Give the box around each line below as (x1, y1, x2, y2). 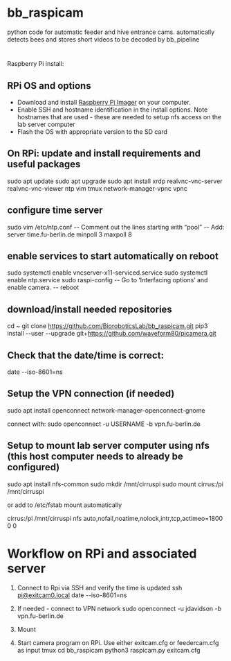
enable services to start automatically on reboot (7, 250, 219, 261)
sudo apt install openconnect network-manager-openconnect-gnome (7, 406, 205, 414)
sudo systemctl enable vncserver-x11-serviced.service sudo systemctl (7, 268, 208, 277)
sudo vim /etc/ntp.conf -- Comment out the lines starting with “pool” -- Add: (7, 223, 225, 231)
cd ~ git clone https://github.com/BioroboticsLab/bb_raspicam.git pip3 (7, 322, 208, 330)
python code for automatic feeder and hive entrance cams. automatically (7, 28, 215, 36)
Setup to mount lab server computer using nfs (7, 440, 210, 452)
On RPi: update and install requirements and (7, 148, 201, 160)
